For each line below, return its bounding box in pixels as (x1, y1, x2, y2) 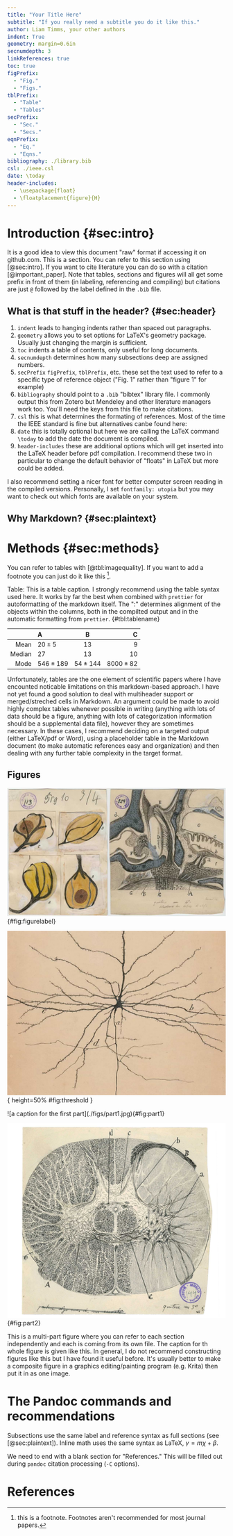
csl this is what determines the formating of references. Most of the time (17, 412, 225, 420)
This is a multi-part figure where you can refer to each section (7, 1332, 185, 1341)
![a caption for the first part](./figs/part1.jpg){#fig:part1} (7, 1109, 165, 1118)
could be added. (17, 464, 64, 473)
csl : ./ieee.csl (7, 165, 54, 172)
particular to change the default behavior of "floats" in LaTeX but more (17, 457, 219, 465)
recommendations (7, 1408, 116, 1424)
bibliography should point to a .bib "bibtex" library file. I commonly (17, 390, 211, 399)
